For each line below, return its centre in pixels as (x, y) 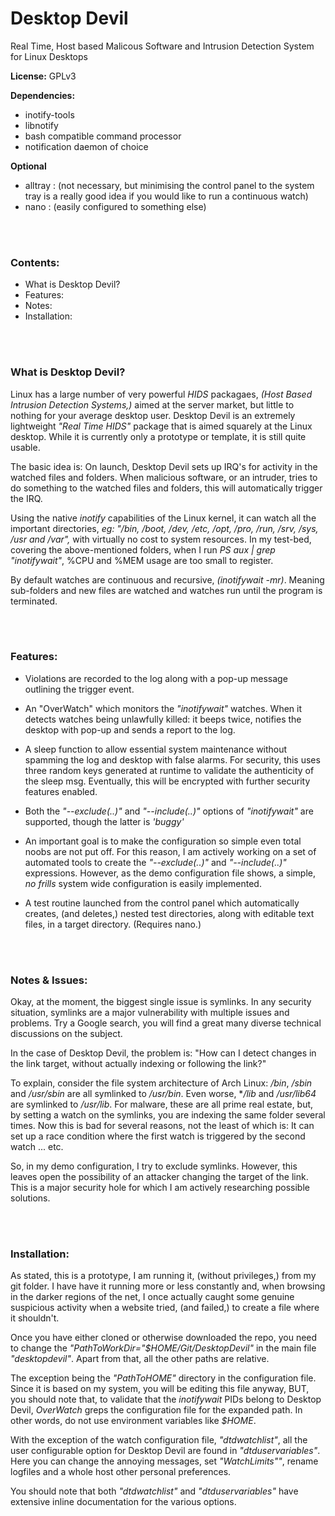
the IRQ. (26, 498)
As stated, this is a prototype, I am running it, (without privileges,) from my (163, 1276)
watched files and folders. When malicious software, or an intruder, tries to (164, 477)
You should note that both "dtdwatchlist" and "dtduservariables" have (154, 1491)
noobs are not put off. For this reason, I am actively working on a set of (170, 851)
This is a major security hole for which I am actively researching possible (160, 1188)
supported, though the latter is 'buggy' (104, 821)
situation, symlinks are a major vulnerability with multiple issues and (150, 1013)
